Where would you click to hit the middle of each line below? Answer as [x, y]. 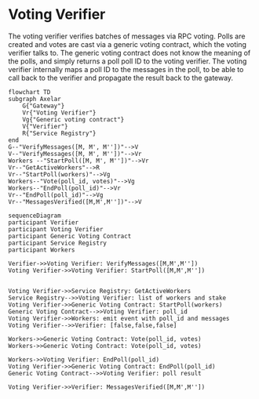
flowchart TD [29, 92]
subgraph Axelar [35, 99]
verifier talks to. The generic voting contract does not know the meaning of [129, 53]
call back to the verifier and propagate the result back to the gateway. [121, 78]
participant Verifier [44, 222]
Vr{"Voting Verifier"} [59, 112]
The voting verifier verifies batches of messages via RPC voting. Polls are [127, 36]
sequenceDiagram [35, 216]
